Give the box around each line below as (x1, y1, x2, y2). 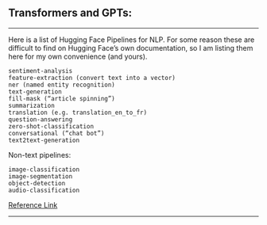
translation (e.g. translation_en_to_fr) (8, 109, 148, 116)
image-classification (8, 166, 80, 174)
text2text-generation (8, 136, 80, 144)
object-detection (8, 179, 66, 187)
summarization (8, 101, 56, 109)
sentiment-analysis (8, 67, 73, 74)
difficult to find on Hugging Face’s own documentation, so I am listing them (8, 43, 253, 52)
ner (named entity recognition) (8, 81, 115, 89)
